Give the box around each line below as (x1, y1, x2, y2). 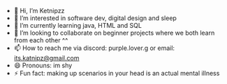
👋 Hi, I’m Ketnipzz (13, 7, 65, 15)
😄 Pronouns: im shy (13, 61, 73, 69)
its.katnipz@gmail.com (13, 54, 80, 62)
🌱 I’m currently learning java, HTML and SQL (13, 22, 142, 29)
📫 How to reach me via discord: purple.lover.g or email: (13, 44, 175, 52)
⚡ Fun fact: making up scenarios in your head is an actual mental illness (13, 69, 220, 77)
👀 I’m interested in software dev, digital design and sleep (13, 14, 177, 22)
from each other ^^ (13, 36, 68, 44)
